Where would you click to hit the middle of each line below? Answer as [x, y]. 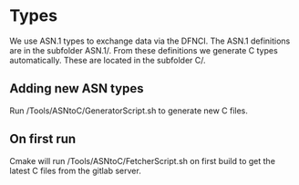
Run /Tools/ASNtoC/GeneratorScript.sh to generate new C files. [129, 111]
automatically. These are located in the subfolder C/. [108, 60]
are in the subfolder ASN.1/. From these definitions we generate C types [144, 50]
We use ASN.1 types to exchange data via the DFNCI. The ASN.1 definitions [150, 41]
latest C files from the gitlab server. [75, 170]
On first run [43, 139]
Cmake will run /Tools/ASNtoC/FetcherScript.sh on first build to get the [143, 161]
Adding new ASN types [77, 88]
